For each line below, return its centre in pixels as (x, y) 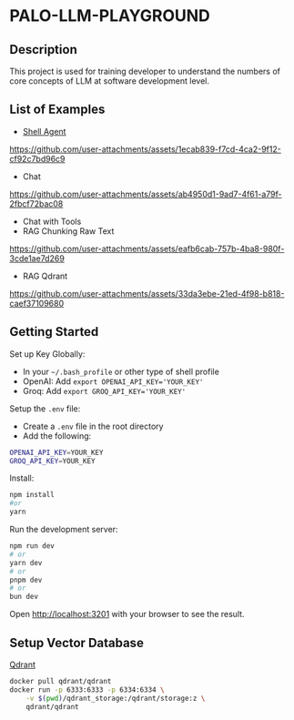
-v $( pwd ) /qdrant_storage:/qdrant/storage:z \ (116, 698)
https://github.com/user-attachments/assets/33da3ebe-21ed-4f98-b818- (147, 293)
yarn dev (26, 563)
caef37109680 (37, 303)
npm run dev (32, 546)
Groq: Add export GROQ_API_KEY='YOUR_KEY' (104, 390)
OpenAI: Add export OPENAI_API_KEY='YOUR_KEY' (113, 381)
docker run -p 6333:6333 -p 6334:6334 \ (87, 690)
